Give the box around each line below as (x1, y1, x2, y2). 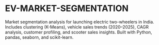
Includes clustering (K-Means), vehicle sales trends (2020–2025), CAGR (5, 24, 149, 30)
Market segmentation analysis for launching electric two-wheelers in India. (5, 19, 154, 25)
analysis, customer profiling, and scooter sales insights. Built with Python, (5, 29, 152, 35)
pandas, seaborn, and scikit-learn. (5, 34, 74, 40)
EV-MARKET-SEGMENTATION (5, 3, 129, 14)
